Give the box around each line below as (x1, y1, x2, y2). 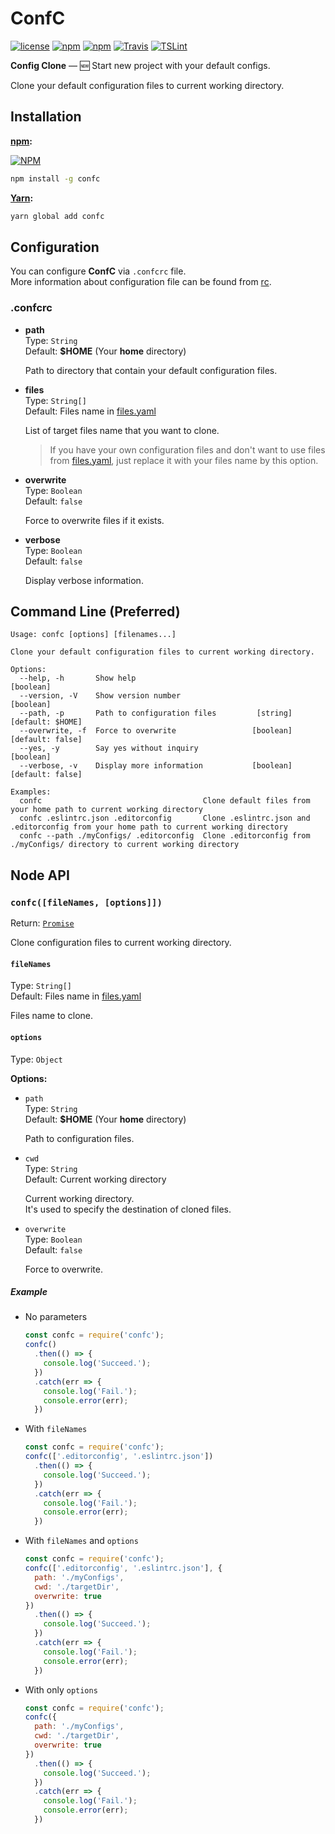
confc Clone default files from (19, 796, 311, 806)
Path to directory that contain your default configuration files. (24, 364, 278, 376)
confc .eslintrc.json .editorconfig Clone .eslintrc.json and (19, 813, 311, 824)
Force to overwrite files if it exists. (24, 514, 165, 526)
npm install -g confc (10, 173, 101, 184)
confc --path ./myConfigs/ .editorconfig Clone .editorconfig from (19, 831, 311, 841)
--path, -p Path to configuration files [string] (19, 708, 293, 719)
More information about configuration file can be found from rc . (10, 276, 272, 288)
